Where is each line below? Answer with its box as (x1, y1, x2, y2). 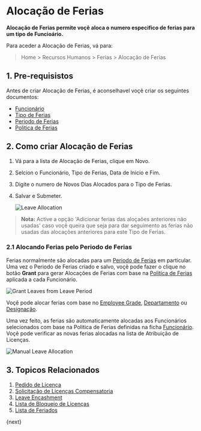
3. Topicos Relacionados (6, 365, 100, 375)
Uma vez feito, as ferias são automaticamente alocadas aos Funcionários (6, 317, 187, 324)
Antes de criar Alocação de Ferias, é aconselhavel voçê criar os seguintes (6, 87, 190, 94)
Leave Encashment (14, 394, 62, 401)
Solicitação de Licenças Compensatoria (14, 387, 113, 394)
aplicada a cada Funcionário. (6, 276, 78, 283)
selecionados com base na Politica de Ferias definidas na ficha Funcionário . (6, 323, 194, 330)
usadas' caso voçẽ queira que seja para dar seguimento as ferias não (20, 222, 193, 229)
